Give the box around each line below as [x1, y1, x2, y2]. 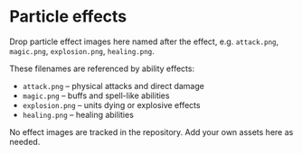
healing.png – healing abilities [22, 109, 134, 120]
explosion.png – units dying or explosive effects [22, 99, 201, 110]
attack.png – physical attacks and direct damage [22, 80, 205, 91]
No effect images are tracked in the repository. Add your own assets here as [9, 126, 294, 137]
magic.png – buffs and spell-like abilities [22, 90, 170, 101]
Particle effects [9, 6, 127, 27]
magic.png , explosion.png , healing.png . [9, 45, 156, 56]
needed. [9, 136, 41, 147]
